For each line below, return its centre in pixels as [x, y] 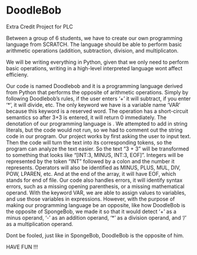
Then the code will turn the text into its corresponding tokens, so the [89, 142]
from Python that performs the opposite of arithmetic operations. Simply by [97, 92]
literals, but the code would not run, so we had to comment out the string [94, 130]
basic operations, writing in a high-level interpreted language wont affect [94, 68]
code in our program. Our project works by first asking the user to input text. [98, 136]
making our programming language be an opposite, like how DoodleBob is [96, 205]
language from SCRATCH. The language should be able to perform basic [94, 44]
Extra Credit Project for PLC [40, 27]
